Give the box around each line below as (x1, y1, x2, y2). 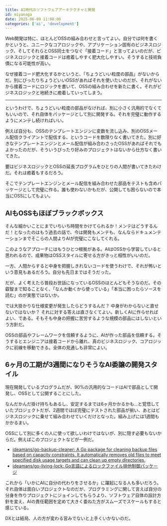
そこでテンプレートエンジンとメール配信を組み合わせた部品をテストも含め (5, 180, 158, 186)
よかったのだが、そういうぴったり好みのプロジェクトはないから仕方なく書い (5, 147, 162, 153)
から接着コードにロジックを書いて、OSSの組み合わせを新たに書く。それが (5, 83, 158, 90)
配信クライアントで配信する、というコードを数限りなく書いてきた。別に (9, 134, 158, 140)
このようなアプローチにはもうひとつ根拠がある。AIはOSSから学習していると (5, 246, 162, 252)
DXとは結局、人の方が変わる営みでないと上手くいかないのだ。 (5, 515, 133, 521)
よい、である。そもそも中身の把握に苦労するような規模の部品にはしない (5, 315, 153, 322)
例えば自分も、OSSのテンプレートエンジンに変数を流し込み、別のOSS (5, 128, 149, 134)
